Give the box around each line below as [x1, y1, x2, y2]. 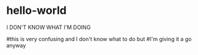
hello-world [6, 4, 67, 18]
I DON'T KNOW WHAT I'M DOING [6, 24, 91, 31]
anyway [6, 42, 26, 49]
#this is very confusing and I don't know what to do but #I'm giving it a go [6, 35, 192, 42]
